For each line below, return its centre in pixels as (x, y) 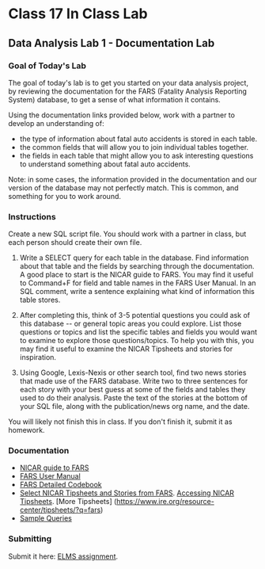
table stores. (40, 300)
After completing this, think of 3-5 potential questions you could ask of (135, 315)
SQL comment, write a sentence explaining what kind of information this (137, 292)
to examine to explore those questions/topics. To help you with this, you (137, 341)
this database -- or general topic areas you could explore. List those (131, 324)
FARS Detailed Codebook (61, 485)
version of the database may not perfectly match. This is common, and (123, 188)
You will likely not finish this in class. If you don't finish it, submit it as (120, 422)
